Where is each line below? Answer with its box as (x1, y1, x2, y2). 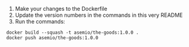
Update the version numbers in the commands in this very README (14, 11, 183, 19)
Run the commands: (14, 18, 65, 25)
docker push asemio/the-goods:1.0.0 (6, 35, 98, 41)
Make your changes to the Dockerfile (14, 5, 107, 12)
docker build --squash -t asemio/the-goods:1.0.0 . (6, 30, 139, 36)
